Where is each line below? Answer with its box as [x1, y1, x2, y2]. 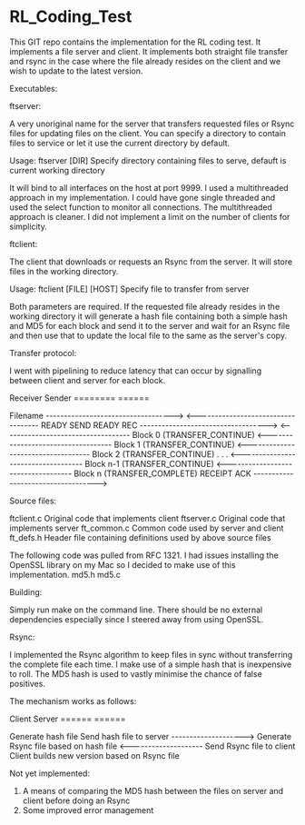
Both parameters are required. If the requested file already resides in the [9, 301, 280, 312]
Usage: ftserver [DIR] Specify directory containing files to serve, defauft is [9, 154, 287, 165]
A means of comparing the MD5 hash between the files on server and [22, 785, 284, 796]
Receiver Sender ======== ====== [9, 393, 150, 403]
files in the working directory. [9, 265, 119, 276]
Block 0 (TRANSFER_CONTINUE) [132, 429, 256, 440]
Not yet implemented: [9, 768, 91, 779]
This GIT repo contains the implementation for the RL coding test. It [9, 36, 261, 47]
